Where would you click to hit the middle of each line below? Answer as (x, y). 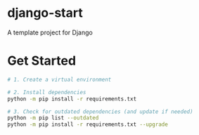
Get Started (41, 61)
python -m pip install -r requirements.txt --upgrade (88, 124)
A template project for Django (50, 32)
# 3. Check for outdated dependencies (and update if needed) (100, 111)
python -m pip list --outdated (53, 118)
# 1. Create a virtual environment (59, 79)
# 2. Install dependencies (47, 92)
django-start (45, 13)
